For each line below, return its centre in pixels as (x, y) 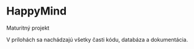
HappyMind (37, 11)
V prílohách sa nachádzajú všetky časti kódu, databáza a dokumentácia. (97, 39)
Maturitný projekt (28, 28)
